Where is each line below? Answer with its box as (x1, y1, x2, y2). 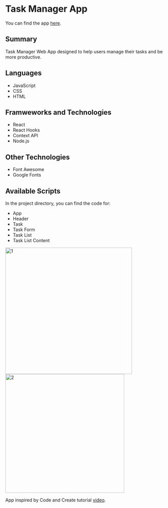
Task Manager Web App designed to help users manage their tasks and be (5, 48, 163, 54)
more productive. (5, 54, 42, 60)
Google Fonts (12, 172, 41, 178)
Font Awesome (12, 166, 45, 173)
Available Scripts (5, 186, 60, 195)
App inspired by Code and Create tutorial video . (5, 497, 106, 503)
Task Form (12, 226, 35, 232)
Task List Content (12, 238, 50, 243)
